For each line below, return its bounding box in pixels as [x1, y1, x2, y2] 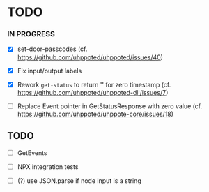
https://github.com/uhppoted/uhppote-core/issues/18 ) [17, 110, 174, 118]
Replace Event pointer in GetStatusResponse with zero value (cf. [17, 102, 203, 110]
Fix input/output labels [17, 66, 82, 75]
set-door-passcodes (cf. [17, 45, 88, 53]
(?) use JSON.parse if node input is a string [17, 176, 141, 185]
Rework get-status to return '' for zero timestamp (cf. [17, 80, 171, 89]
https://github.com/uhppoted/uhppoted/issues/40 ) [17, 53, 164, 61]
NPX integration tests [17, 162, 79, 171]
